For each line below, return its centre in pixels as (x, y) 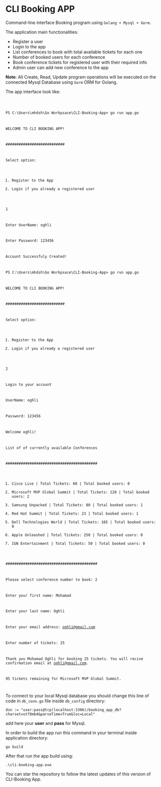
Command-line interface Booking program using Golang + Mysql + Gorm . (78, 22)
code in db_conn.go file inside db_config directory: (56, 701)
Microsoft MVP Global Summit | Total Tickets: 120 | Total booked (81, 493)
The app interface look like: (33, 91)
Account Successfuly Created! (36, 257)
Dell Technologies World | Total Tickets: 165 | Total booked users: (84, 522)
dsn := (12, 710)
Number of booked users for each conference (59, 57)
